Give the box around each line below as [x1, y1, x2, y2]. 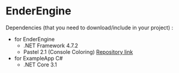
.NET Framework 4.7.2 [23, 42, 79, 49]
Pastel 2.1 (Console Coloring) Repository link [23, 48, 133, 55]
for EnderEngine [14, 35, 55, 42]
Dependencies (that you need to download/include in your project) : [5, 24, 174, 31]
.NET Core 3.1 [23, 61, 58, 68]
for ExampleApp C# [14, 54, 63, 62]
